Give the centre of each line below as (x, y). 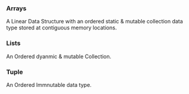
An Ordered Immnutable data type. (49, 84)
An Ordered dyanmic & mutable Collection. (59, 56)
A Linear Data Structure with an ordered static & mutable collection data (95, 22)
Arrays (16, 8)
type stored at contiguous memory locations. (62, 28)
